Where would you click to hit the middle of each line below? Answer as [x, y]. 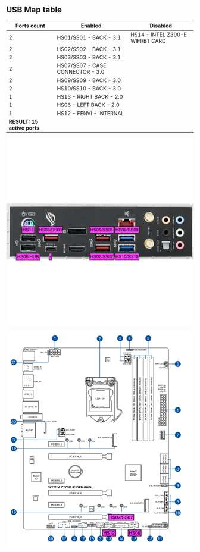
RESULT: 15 [24, 121]
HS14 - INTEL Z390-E [159, 34]
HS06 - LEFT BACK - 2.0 [88, 105]
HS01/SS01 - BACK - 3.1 [89, 37]
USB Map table [34, 10]
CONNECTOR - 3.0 [81, 72]
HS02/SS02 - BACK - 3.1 [89, 49]
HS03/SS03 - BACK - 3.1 [89, 57]
